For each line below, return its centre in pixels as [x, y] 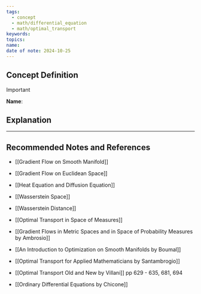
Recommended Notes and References [78, 147]
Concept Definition [42, 75]
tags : [13, 12]
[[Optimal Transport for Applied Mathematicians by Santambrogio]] [98, 261]
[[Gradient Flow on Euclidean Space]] [61, 173]
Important [18, 89]
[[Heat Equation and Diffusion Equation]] [65, 185]
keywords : [19, 34]
